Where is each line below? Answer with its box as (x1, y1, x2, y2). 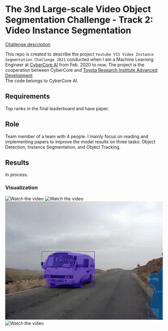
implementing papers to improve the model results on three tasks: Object (5, 139, 156, 145)
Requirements (5, 92, 50, 101)
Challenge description (5, 41, 51, 47)
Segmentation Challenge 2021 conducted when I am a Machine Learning (5, 56, 154, 62)
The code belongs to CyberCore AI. (5, 78, 78, 84)
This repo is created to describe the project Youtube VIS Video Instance (5, 51, 154, 57)
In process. (5, 172, 28, 178)
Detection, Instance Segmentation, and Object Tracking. (5, 144, 121, 150)
